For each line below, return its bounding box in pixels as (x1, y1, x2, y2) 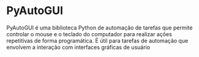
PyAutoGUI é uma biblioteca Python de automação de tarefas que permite (6, 24, 193, 31)
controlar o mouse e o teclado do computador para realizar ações (6, 30, 173, 37)
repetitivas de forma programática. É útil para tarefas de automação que (6, 37, 189, 44)
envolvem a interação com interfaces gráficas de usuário (6, 44, 151, 51)
